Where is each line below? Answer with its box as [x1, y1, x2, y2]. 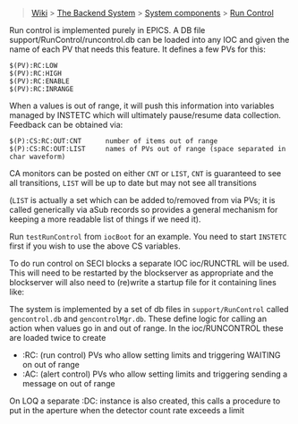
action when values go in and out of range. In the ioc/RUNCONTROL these [9, 323, 284, 334]
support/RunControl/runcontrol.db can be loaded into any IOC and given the [9, 35, 290, 45]
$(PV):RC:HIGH [9, 69, 63, 78]
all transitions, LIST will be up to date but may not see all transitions [9, 178, 257, 188]
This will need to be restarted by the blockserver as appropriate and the [9, 267, 275, 278]
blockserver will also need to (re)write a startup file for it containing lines [9, 277, 277, 287]
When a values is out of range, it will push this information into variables [9, 100, 275, 111]
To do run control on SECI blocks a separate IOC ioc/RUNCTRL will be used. [9, 259, 290, 268]
